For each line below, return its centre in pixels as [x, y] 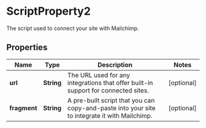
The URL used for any [99, 75]
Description [115, 64]
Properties [27, 47]
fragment [24, 108]
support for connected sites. [108, 90]
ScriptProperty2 [48, 11]
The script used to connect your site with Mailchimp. [73, 28]
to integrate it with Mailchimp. [110, 116]
